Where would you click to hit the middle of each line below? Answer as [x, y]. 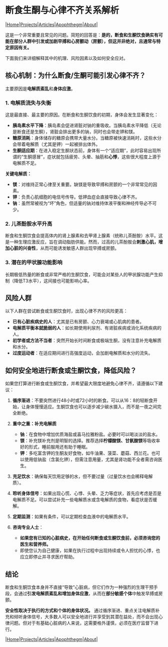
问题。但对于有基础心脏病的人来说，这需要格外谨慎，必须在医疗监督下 [81, 623]
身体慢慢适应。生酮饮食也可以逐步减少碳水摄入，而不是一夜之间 [91, 407]
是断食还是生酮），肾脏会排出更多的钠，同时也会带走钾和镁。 [75, 132]
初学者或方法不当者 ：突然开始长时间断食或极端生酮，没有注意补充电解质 [87, 341]
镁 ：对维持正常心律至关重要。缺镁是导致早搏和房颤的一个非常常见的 [82, 184]
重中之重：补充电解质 [34, 424]
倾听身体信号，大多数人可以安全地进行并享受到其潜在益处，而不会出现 [86, 617]
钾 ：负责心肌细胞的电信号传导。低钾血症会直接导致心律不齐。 [76, 197]
